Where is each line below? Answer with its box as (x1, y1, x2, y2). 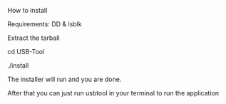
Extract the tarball (7, 33, 60, 42)
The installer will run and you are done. (7, 75, 122, 83)
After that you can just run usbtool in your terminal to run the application (7, 89, 220, 97)
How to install (7, 6, 48, 14)
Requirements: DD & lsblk (7, 20, 82, 28)
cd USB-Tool (7, 48, 45, 56)
